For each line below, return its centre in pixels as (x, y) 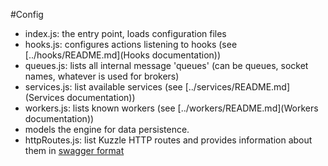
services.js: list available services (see (103, 87)
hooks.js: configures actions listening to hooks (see (131, 44)
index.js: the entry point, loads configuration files (125, 33)
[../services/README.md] (237, 87)
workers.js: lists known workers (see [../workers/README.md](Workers (171, 108)
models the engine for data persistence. (107, 129)
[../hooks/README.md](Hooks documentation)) (123, 55)
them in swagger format (74, 150)
